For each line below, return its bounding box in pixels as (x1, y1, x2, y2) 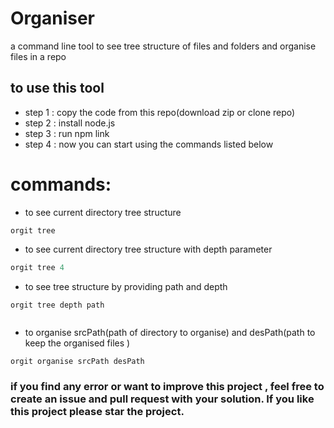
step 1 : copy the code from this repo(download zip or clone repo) (24, 106, 296, 118)
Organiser (10, 7, 96, 30)
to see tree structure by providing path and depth (24, 280, 228, 292)
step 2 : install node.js (24, 117, 116, 129)
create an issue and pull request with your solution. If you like (10, 392, 315, 406)
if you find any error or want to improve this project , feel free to (10, 380, 325, 394)
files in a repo (10, 50, 67, 62)
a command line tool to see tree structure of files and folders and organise (10, 40, 317, 52)
